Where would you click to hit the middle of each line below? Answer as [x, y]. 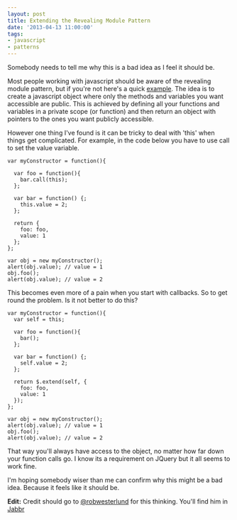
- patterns [23, 47]
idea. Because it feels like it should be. [64, 488]
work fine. [22, 466]
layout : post [27, 14]
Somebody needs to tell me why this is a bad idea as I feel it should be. [111, 67]
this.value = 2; [44, 204]
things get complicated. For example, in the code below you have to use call [118, 140]
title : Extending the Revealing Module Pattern [79, 21]
